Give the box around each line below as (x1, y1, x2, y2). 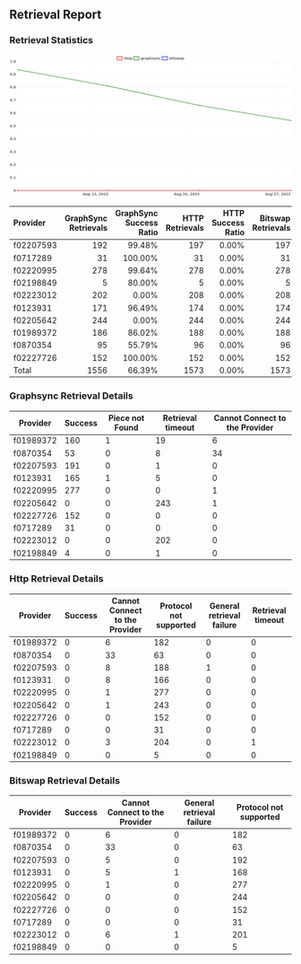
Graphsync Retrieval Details (9, 390, 133, 402)
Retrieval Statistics (9, 34, 94, 47)
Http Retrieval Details (9, 573, 104, 585)
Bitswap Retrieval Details (9, 774, 121, 786)
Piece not (107, 413, 145, 424)
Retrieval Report (9, 7, 102, 22)
